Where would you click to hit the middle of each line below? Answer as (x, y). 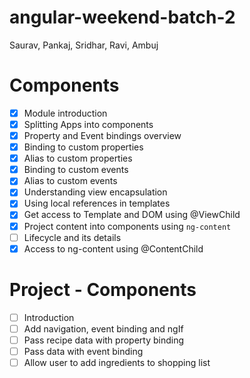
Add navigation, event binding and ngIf (103, 328)
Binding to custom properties (83, 147)
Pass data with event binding (83, 351)
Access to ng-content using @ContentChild (113, 248)
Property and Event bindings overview (102, 135)
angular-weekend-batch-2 (122, 17)
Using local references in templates (97, 203)
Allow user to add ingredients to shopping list (117, 362)
